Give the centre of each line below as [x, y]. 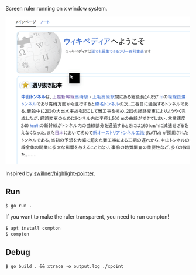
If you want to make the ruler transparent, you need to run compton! [87, 217]
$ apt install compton [33, 229]
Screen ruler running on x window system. [56, 9]
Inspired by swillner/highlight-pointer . [51, 173]
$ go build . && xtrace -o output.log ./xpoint [65, 267]
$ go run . [19, 206]
